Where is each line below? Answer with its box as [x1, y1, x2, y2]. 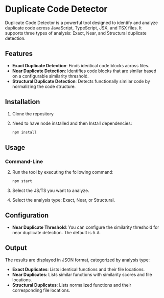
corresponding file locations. [12, 287, 70, 293]
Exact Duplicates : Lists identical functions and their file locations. [12, 266, 145, 272]
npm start [12, 179, 33, 184]
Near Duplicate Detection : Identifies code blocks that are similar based [12, 68, 157, 74]
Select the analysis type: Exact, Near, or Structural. [12, 197, 115, 203]
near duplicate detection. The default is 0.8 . [12, 229, 101, 235]
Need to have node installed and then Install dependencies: [12, 120, 132, 126]
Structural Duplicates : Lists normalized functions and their [12, 282, 131, 288]
